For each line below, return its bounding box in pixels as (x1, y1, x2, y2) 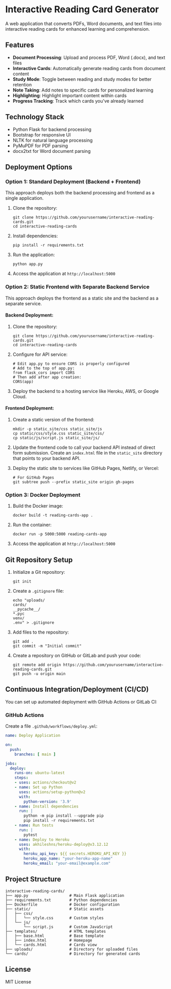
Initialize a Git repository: (12, 569, 65, 575)
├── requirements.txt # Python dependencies (5, 897, 117, 903)
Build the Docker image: (12, 503, 64, 509)
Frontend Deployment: (5, 405, 55, 411)
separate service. (5, 300, 42, 306)
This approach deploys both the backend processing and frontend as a (5, 190, 155, 196)
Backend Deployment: (5, 312, 54, 318)
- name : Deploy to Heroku (14, 837, 70, 842)
